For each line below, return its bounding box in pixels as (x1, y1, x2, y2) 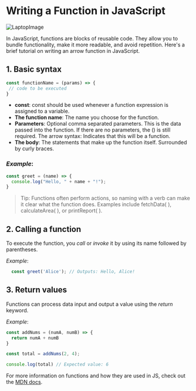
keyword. (6, 306, 29, 314)
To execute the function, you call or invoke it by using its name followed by (6, 240, 187, 247)
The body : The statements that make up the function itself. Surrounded (14, 139, 187, 146)
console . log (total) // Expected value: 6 (6, 362, 109, 368)
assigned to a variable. (14, 107, 70, 115)
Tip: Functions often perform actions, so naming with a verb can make (20, 195, 191, 202)
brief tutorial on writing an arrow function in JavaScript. (6, 47, 140, 54)
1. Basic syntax (6, 65, 62, 75)
